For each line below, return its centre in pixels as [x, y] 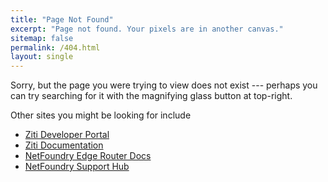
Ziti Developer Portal [67, 135]
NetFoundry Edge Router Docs [88, 156]
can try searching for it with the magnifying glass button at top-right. [151, 96]
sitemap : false [42, 38]
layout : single [42, 57]
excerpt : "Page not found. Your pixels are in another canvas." [147, 29]
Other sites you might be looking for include [101, 115]
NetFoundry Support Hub [77, 167]
